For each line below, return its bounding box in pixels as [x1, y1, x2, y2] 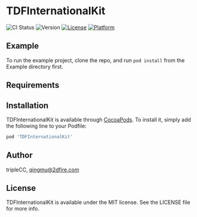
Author [6, 150, 33, 161]
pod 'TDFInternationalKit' [6, 133, 73, 140]
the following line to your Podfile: [6, 122, 87, 129]
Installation [6, 100, 49, 110]
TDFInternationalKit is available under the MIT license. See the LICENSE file [6, 199, 190, 206]
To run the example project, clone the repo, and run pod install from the [6, 56, 185, 63]
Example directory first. [6, 63, 63, 70]
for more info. [6, 205, 40, 212]
